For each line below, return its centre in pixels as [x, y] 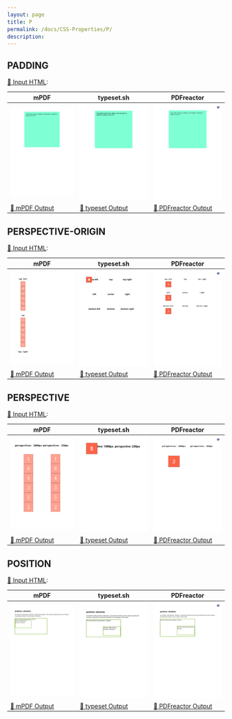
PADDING [28, 65]
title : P [20, 22]
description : [26, 37]
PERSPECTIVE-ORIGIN [56, 231]
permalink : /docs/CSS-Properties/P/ [60, 29]
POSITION [29, 564]
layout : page [26, 15]
